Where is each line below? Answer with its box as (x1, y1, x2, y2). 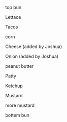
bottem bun (5, 112, 29, 118)
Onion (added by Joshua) (5, 53, 59, 59)
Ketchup (5, 83, 23, 89)
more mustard (5, 102, 35, 108)
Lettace (5, 14, 21, 20)
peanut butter (5, 63, 34, 69)
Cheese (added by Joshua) (5, 44, 62, 50)
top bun (5, 5, 22, 10)
